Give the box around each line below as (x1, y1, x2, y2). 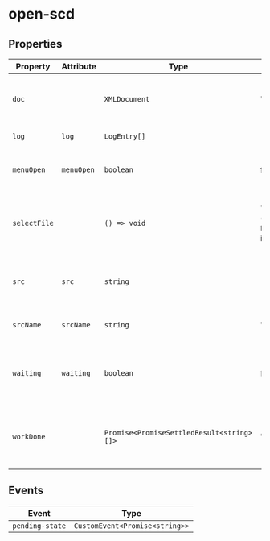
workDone (12, 432, 46, 441)
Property (15, 61, 51, 72)
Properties (8, 37, 63, 51)
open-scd (8, 5, 75, 23)
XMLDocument (104, 94, 150, 103)
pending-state (12, 521, 67, 531)
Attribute (61, 61, 97, 72)
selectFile (12, 218, 54, 227)
